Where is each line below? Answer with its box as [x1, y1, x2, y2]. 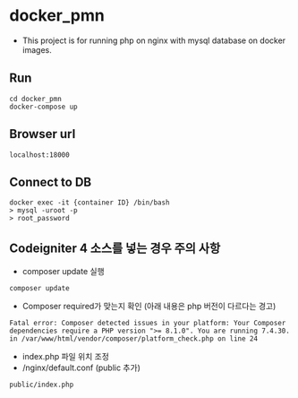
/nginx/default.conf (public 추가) [21, 362, 140, 373]
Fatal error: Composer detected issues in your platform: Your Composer [9, 319, 286, 328]
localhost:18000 [9, 150, 70, 160]
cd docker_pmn [9, 94, 63, 103]
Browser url [9, 126, 76, 142]
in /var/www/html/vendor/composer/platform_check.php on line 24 [9, 334, 258, 343]
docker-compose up [9, 102, 78, 111]
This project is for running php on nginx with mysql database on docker [21, 35, 286, 46]
